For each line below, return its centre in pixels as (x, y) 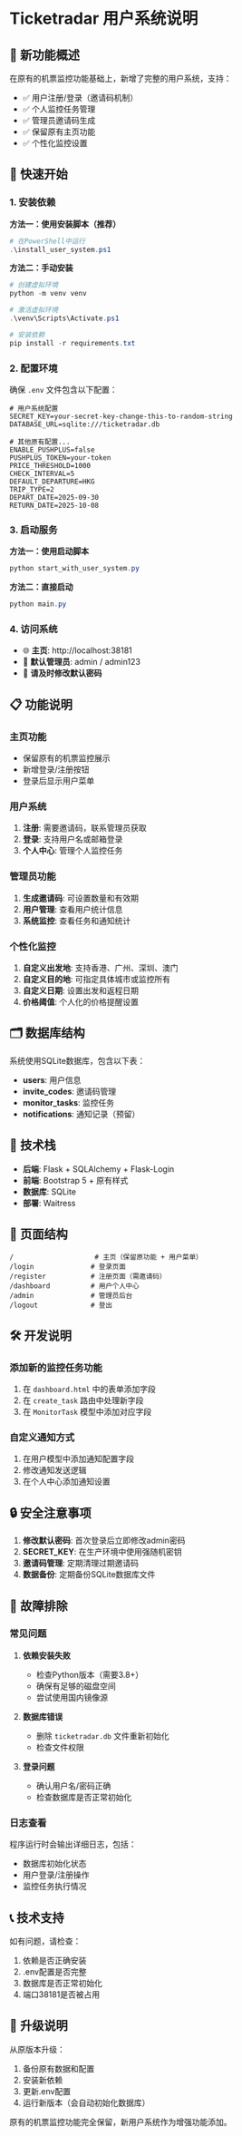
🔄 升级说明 (39, 2026)
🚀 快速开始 (39, 175)
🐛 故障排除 (39, 1606)
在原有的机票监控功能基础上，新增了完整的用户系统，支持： (121, 78)
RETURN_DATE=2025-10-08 (54, 505)
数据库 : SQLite (49, 1191)
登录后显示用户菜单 (58, 781)
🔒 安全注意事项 (51, 1512)
